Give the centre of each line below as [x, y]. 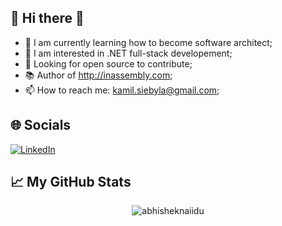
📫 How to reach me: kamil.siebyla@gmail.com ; [122, 90]
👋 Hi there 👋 [47, 18]
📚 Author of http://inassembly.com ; [98, 75]
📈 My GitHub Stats [71, 182]
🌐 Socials [41, 125]
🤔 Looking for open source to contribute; [108, 63]
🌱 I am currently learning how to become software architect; [148, 42]
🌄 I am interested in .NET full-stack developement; [128, 53]
